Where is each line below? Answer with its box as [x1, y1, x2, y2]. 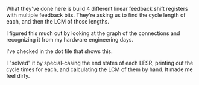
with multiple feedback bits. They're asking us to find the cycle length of [6, 11, 186, 19]
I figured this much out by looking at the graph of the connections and [6, 30, 180, 37]
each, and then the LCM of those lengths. [6, 18, 110, 25]
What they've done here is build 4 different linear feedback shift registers [6, 5, 188, 12]
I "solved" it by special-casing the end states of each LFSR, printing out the [6, 60, 194, 66]
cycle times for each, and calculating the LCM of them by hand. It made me [6, 66, 193, 73]
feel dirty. [6, 72, 30, 79]
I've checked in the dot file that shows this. [6, 48, 113, 55]
